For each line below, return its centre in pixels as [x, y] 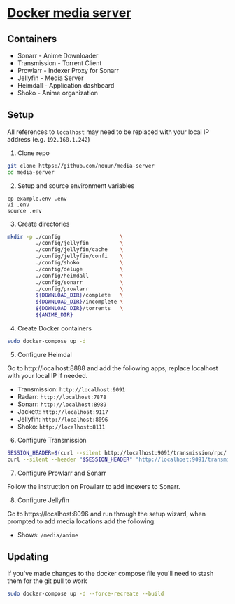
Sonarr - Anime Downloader [58, 55]
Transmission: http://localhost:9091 [71, 389]
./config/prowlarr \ [79, 289]
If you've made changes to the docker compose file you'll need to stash [111, 574]
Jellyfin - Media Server [50, 78]
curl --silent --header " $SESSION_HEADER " [70, 459]
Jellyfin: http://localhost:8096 [63, 419]
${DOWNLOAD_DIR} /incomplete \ [79, 302]
